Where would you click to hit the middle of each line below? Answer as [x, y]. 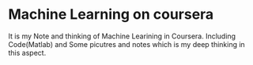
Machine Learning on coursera [111, 14]
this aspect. [27, 52]
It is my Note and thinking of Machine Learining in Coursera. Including [122, 36]
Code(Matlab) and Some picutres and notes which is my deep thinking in [126, 44]
